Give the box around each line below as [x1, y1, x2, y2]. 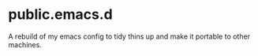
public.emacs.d [8, 6, 113, 24]
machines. [8, 39, 42, 49]
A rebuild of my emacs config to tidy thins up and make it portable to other [8, 32, 251, 41]
